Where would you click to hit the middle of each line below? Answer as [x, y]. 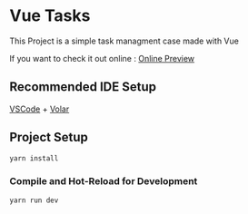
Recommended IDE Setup [83, 87]
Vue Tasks [50, 16]
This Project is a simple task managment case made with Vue [124, 41]
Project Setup [49, 137]
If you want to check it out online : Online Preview [102, 58]
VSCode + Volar [40, 109]
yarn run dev [34, 200]
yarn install [34, 158]
